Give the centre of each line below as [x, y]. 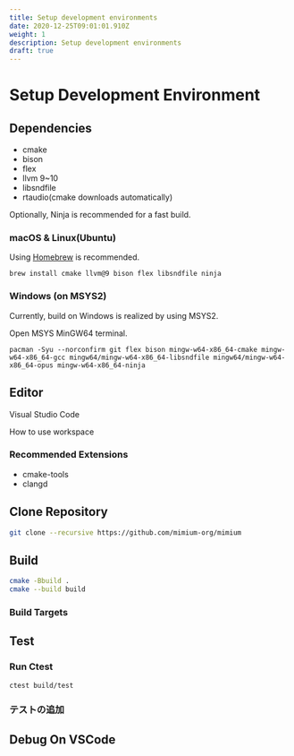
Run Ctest [31, 666]
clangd [35, 484]
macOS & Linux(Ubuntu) [63, 238]
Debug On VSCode [63, 739]
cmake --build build [48, 589]
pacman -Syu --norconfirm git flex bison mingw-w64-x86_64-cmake [133, 349]
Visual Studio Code [45, 414]
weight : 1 [28, 34]
